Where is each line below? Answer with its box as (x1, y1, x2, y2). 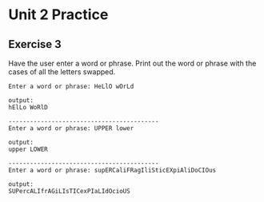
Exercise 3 (8, 38, 62, 51)
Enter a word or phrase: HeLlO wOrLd (8, 82, 134, 90)
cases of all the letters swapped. (8, 67, 116, 77)
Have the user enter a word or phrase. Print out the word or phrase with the (8, 58, 257, 68)
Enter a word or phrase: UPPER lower (8, 125, 134, 133)
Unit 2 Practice (8, 6, 109, 24)
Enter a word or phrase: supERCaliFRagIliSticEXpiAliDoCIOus (8, 166, 217, 174)
